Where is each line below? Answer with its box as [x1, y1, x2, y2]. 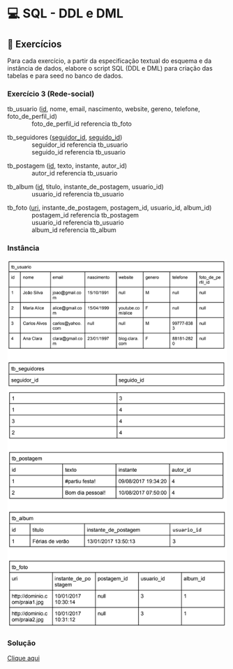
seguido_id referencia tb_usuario [31, 148, 126, 157]
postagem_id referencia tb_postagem [31, 211, 140, 220]
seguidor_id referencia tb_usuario [31, 141, 128, 149]
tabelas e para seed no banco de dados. [7, 71, 123, 80]
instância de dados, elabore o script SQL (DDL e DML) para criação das [7, 64, 213, 72]
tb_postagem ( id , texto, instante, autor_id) [7, 161, 128, 170]
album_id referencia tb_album [31, 226, 116, 234]
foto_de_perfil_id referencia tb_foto [31, 120, 133, 128]
